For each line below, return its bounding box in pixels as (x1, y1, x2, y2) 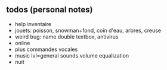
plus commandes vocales (14, 46, 78, 53)
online (14, 39, 30, 46)
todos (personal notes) (6, 5, 94, 15)
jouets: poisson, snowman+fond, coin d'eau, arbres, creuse (14, 27, 161, 34)
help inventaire (14, 20, 52, 27)
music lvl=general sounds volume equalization (14, 52, 129, 59)
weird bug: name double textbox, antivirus (14, 33, 119, 40)
